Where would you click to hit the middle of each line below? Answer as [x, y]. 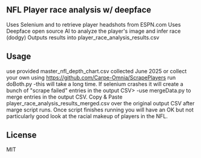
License [21, 135]
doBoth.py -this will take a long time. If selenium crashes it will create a [95, 84]
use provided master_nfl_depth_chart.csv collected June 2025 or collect [97, 71]
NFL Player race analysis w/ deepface [79, 10]
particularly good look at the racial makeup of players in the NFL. [87, 116]
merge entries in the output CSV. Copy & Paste [64, 97]
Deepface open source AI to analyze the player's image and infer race [94, 31]
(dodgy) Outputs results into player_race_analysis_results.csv [83, 37]
